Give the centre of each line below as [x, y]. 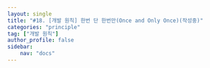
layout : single [30, 14]
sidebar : [20, 47]
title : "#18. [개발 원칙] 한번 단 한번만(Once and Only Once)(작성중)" [105, 21]
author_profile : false [41, 40]
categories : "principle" [44, 27]
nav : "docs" [37, 54]
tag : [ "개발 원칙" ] [33, 34]
